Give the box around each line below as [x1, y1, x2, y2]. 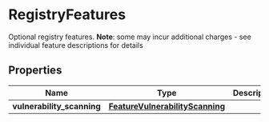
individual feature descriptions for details [8, 40, 144, 49]
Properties [8, 64, 62, 77]
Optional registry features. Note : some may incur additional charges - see [8, 32, 252, 41]
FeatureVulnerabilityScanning [108, 100, 226, 112]
